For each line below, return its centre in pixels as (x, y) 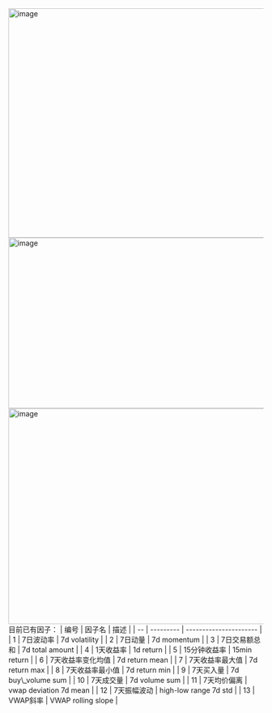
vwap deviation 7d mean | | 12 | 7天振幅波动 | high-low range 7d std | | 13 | (132, 690)
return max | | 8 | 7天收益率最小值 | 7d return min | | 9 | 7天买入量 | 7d (124, 670)
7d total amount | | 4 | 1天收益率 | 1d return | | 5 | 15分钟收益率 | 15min (137, 650)
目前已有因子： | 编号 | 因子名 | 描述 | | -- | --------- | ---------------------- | (135, 630)
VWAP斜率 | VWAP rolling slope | (63, 700)
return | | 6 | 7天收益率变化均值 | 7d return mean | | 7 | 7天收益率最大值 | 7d (133, 660)
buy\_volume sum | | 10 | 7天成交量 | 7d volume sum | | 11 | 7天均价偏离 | (128, 680)
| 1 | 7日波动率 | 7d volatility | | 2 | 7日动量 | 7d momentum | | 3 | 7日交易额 (131, 640)
